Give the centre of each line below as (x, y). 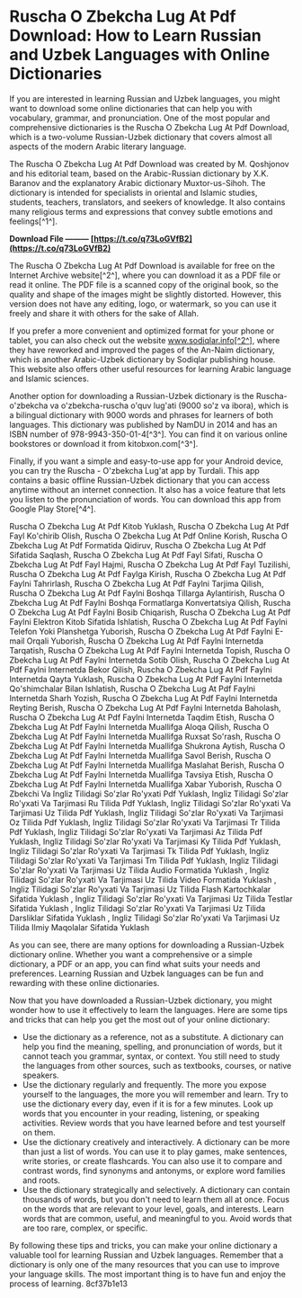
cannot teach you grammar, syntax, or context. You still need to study (151, 1056)
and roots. (41, 1180)
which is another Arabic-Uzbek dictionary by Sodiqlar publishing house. (142, 359)
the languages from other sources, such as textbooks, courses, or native (157, 1065)
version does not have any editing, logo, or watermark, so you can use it (143, 304)
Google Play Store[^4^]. (53, 509)
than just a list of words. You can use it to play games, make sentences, (155, 1151)
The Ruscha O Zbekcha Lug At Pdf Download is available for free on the (142, 265)
